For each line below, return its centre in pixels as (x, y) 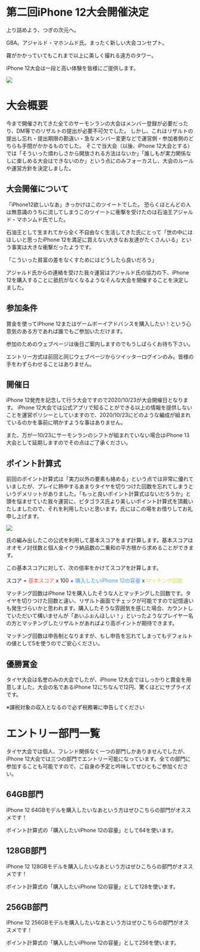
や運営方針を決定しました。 (40, 168)
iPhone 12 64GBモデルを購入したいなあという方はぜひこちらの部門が (91, 810)
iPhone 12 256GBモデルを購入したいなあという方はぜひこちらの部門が (92, 923)
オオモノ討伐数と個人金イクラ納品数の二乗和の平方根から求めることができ (97, 548)
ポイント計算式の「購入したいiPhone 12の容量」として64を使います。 (91, 830)
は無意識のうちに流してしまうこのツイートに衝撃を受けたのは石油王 (90, 212)
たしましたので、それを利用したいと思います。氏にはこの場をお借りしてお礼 (100, 509)
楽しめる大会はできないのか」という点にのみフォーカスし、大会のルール (105, 161)
